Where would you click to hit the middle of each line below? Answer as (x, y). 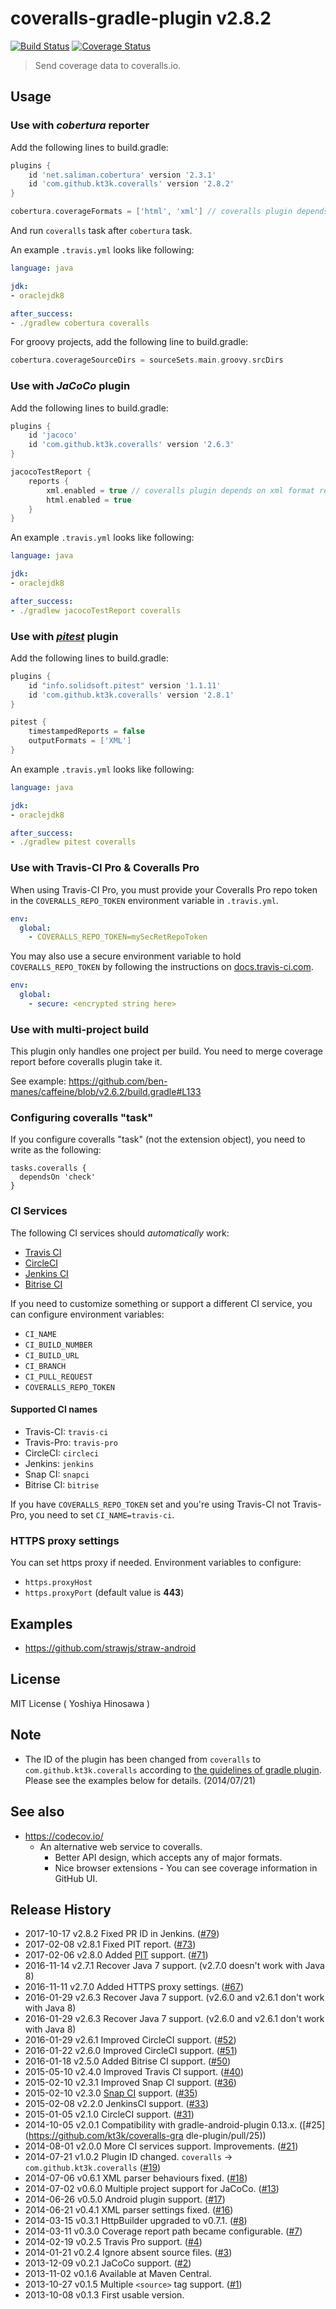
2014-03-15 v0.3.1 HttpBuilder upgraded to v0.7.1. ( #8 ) (136, 2221)
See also (37, 1812)
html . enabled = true (89, 500)
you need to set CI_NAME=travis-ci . (102, 1514)
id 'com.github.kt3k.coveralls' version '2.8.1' (131, 695)
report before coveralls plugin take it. (86, 1062)
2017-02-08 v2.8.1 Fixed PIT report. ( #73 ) (110, 1944)
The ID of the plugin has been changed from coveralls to (143, 1759)
